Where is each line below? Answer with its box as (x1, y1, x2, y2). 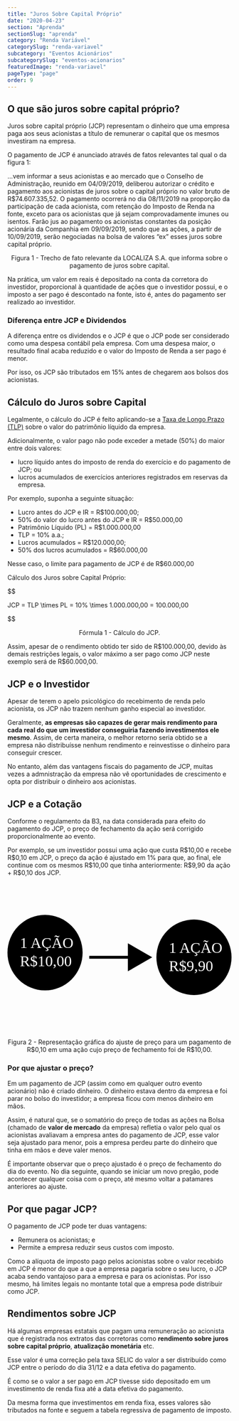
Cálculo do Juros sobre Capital (7, 396, 147, 408)
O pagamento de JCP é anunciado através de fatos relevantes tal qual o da (7, 151, 227, 159)
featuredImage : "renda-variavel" (7, 63, 107, 70)
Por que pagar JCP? (7, 1203, 97, 1215)
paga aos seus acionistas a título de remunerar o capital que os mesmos (7, 129, 220, 138)
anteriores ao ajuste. (7, 1182, 68, 1191)
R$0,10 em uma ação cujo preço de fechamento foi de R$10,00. (26, 1045, 213, 1053)
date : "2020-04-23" (7, 17, 65, 24)
